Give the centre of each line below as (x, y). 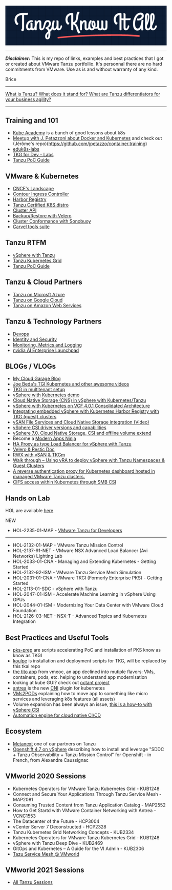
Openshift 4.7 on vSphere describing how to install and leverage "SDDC (88, 749)
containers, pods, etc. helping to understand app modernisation (80, 677)
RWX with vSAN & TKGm (39, 455)
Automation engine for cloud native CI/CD (57, 715)
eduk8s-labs (26, 149)
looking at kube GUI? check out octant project (61, 682)
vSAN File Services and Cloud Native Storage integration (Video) (81, 422)
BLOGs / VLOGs (31, 366)
